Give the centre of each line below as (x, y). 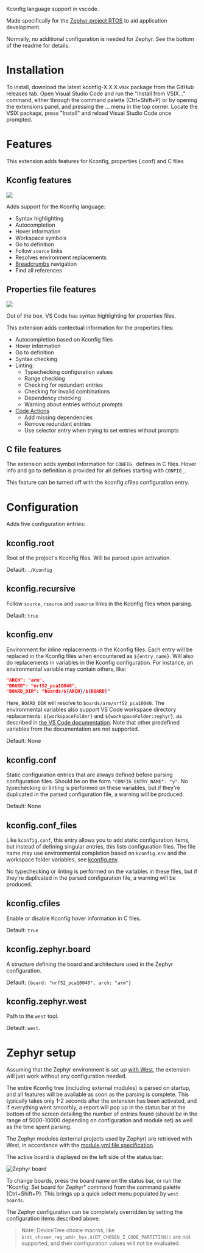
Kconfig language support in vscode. (53, 9)
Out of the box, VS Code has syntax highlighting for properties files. (91, 316)
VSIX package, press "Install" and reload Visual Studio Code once (89, 113)
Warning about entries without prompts (73, 404)
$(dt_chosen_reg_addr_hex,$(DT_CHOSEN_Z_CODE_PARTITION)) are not (106, 1237)
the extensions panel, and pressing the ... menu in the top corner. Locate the (102, 106)
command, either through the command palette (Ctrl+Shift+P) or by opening (102, 100)
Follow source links (39, 250)
